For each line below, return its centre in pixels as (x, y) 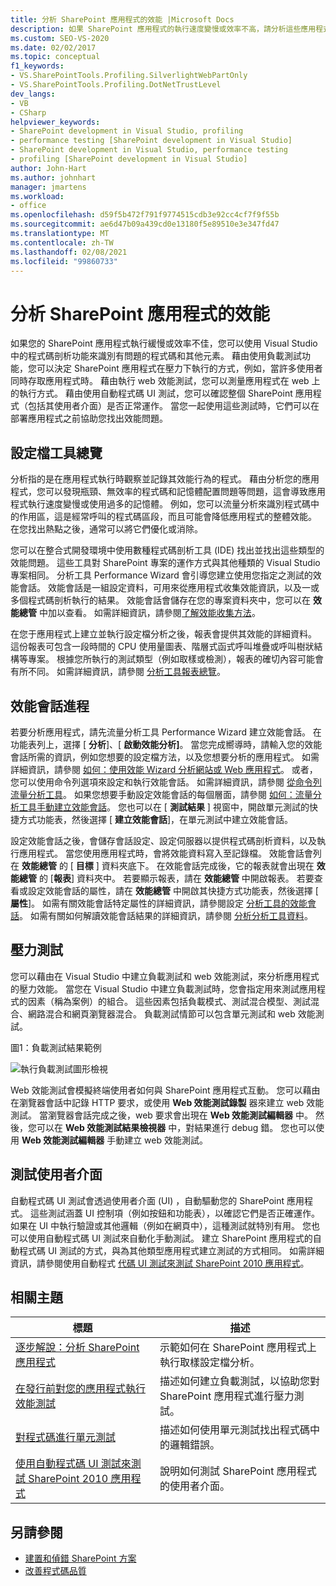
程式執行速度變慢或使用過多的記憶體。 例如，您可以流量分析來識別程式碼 (160, 504)
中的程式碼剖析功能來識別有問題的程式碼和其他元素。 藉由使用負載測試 (156, 356)
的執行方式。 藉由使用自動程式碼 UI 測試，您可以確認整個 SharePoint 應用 (161, 393)
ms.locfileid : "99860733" (64, 261)
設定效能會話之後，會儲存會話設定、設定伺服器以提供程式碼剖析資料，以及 (163, 840)
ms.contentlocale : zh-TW (62, 242)
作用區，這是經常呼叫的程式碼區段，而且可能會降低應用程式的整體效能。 (167, 517)
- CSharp (28, 112)
